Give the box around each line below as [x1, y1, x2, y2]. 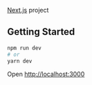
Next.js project [7, 6, 49, 14]
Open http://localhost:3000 [7, 70, 85, 79]
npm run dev [7, 45, 42, 52]
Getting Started [7, 26, 75, 38]
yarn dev [7, 57, 33, 65]
